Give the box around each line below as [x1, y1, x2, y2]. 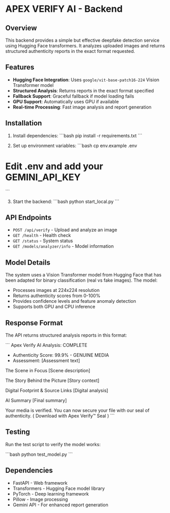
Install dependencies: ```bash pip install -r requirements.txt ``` [12, 132, 143, 139]
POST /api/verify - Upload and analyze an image [12, 227, 117, 233]
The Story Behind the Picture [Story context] [5, 377, 100, 383]
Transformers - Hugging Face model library [12, 485, 105, 491]
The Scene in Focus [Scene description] [5, 368, 91, 373]
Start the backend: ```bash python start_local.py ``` [12, 198, 120, 205]
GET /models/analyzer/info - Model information [12, 243, 114, 249]
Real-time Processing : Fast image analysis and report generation [12, 104, 152, 110]
